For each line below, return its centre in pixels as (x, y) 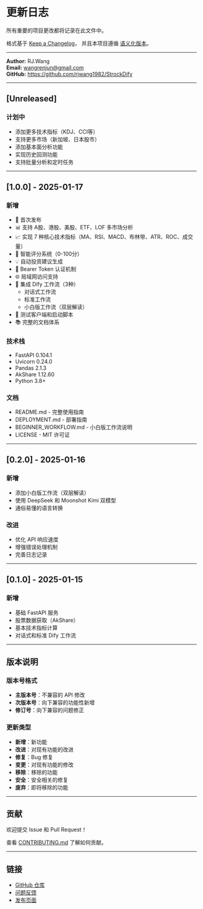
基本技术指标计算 (36, 627)
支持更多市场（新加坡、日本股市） (57, 139)
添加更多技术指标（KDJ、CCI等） (56, 132)
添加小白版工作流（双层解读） (52, 493)
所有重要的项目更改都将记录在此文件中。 (56, 30)
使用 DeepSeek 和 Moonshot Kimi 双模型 (66, 500)
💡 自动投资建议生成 (39, 262)
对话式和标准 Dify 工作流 (46, 635)
